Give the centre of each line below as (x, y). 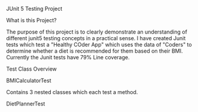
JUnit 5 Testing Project (34, 9)
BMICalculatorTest (29, 81)
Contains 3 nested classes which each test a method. (72, 92)
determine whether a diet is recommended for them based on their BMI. (95, 51)
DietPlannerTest (26, 104)
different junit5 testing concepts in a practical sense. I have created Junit (96, 38)
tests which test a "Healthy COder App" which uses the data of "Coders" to (99, 45)
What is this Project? (31, 20)
